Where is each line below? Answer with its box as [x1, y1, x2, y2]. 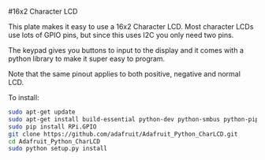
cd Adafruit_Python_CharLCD [8, 137, 101, 145]
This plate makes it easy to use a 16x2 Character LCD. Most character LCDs [8, 22, 254, 31]
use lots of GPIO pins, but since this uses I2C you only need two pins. [8, 31, 234, 39]
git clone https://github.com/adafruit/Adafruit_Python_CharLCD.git [8, 130, 238, 138]
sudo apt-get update [8, 108, 77, 116]
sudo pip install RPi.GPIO [8, 122, 97, 131]
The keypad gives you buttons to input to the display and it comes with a [8, 46, 244, 54]
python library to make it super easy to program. [8, 54, 166, 63]
